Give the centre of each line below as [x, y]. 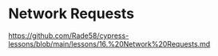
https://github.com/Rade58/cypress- [69, 35]
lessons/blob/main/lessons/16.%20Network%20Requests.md [109, 43]
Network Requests [71, 14]
